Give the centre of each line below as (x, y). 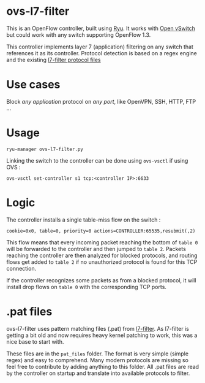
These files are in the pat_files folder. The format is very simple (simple (97, 354)
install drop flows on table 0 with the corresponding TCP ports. (87, 287)
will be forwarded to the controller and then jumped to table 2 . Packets (96, 249)
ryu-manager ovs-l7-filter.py (45, 149)
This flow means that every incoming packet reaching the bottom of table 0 (102, 242)
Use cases (33, 85)
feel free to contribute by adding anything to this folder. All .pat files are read (103, 366)
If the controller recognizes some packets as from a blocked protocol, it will (101, 280)
